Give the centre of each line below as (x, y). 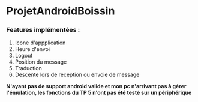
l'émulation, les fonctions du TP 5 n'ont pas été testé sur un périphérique (99, 93)
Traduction (28, 68)
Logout (24, 56)
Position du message (41, 62)
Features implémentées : (43, 30)
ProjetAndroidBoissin (61, 11)
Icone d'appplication (40, 43)
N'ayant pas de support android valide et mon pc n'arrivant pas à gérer (96, 86)
